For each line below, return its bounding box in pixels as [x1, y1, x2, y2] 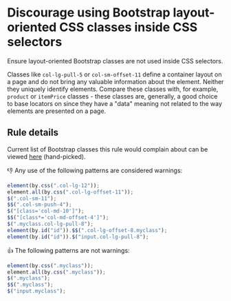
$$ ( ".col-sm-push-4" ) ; [7, 201, 72, 208]
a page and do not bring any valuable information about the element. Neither [7, 77, 224, 85]
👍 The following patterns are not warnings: [7, 246, 130, 254]
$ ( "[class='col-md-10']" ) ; [7, 208, 85, 215]
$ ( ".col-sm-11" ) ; [7, 195, 57, 202]
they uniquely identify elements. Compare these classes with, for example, [7, 85, 219, 93]
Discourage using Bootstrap [7, 5, 170, 21]
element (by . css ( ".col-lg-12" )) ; [7, 182, 100, 189]
